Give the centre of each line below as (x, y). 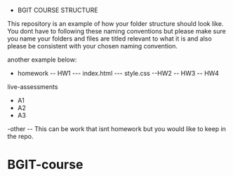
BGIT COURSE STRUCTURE (58, 10)
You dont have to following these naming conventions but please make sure (116, 31)
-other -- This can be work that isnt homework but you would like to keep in (117, 129)
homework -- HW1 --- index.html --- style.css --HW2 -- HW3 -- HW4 (118, 73)
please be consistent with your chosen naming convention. (92, 46)
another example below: (42, 60)
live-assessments (33, 87)
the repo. (20, 136)
